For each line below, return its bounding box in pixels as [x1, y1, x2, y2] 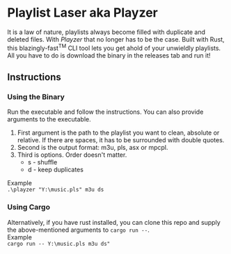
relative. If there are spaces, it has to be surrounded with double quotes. [17, 136, 225, 144]
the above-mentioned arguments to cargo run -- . [7, 226, 150, 234]
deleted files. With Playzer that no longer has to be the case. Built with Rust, [7, 35, 225, 43]
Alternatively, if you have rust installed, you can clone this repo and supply [7, 218, 221, 226]
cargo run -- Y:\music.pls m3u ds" [7, 240, 111, 247]
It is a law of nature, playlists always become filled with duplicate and [7, 28, 205, 36]
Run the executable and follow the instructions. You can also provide [7, 108, 204, 116]
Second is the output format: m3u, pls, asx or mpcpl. [17, 144, 168, 152]
